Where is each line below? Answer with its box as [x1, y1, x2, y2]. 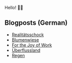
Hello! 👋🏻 [4, 5, 24, 10]
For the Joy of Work [11, 42, 52, 48]
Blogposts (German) [4, 19, 68, 27]
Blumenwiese [11, 37, 39, 42]
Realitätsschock [11, 32, 44, 38]
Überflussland [11, 47, 41, 53]
